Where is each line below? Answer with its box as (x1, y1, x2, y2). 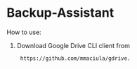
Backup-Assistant (6, 5, 115, 21)
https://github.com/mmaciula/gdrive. (20, 54, 131, 62)
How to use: (6, 28, 41, 36)
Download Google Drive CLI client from (16, 41, 131, 49)
